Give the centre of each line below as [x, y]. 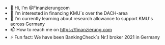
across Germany [27, 24]
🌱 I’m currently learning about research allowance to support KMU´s [81, 18]
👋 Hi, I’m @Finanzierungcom [40, 8]
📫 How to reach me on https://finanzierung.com [61, 30]
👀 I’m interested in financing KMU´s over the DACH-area [69, 13]
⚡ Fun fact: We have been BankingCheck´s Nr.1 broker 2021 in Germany [85, 37]
